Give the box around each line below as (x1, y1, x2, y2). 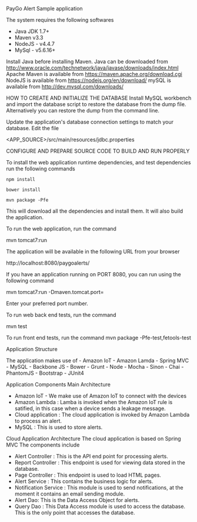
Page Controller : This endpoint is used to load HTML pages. (14, 471, 162, 478)
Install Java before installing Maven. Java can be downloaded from (6, 58, 169, 65)
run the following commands (6, 165, 75, 172)
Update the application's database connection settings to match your (6, 118, 173, 125)
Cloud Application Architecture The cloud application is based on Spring (6, 435, 181, 442)
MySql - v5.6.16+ (14, 47, 56, 54)
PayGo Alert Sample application (6, 5, 84, 12)
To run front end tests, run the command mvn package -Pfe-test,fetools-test (6, 334, 191, 341)
